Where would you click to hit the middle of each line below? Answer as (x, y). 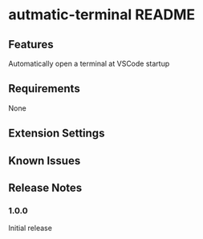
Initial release (30, 228)
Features (31, 45)
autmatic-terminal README (102, 15)
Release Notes (45, 187)
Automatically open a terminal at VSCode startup (89, 63)
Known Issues (45, 161)
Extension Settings (57, 134)
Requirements (44, 89)
